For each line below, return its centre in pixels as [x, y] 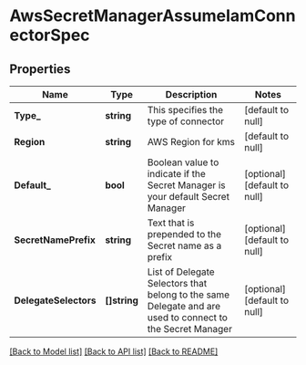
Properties [40, 69]
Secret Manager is [186, 185]
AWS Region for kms [191, 142]
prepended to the [184, 234]
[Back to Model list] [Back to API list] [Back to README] [114, 351]
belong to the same [189, 295]
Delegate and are [184, 306]
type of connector [186, 121]
